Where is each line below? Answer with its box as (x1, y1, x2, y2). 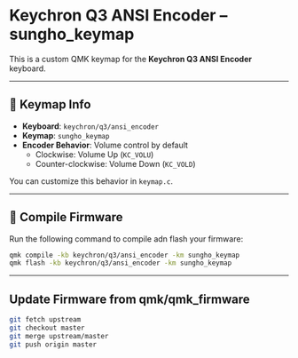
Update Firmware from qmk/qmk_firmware (9, 291, 250, 306)
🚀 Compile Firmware (9, 210, 123, 225)
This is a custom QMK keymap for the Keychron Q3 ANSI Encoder (9, 53, 253, 64)
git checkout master (9, 323, 86, 332)
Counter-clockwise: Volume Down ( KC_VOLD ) (35, 158, 196, 169)
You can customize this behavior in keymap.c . (9, 175, 174, 187)
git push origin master (9, 339, 98, 349)
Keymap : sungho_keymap (21, 130, 110, 140)
